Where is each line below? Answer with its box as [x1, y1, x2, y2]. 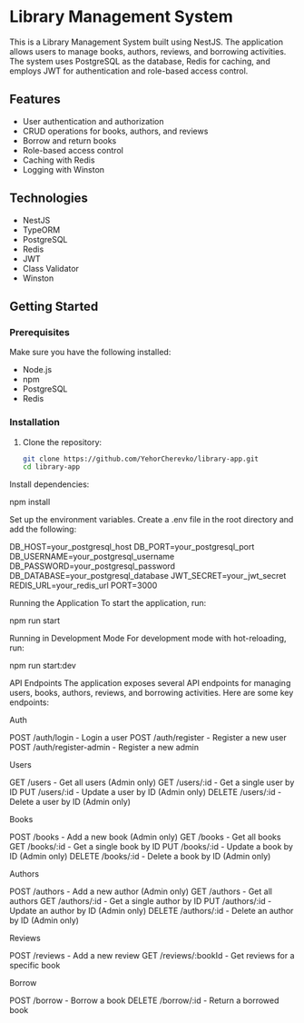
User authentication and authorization [22, 115, 165, 126]
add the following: [9, 524, 77, 535]
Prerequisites [9, 325, 70, 338]
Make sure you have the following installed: [9, 347, 172, 358]
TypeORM [22, 224, 61, 235]
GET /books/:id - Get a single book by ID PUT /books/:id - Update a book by [9, 841, 293, 852]
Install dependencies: [9, 479, 90, 490]
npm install [9, 497, 51, 508]
